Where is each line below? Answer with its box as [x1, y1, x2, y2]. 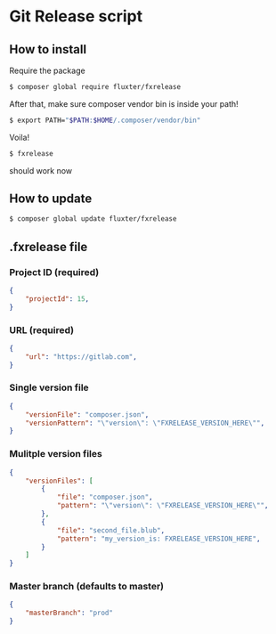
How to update [9, 191, 93, 207]
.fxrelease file [9, 239, 88, 255]
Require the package [9, 65, 86, 76]
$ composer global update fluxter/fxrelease [9, 215, 177, 224]
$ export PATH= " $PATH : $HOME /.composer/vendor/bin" [9, 116, 201, 125]
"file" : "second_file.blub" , [56, 525, 166, 535]
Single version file [9, 381, 89, 394]
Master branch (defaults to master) [9, 581, 165, 593]
